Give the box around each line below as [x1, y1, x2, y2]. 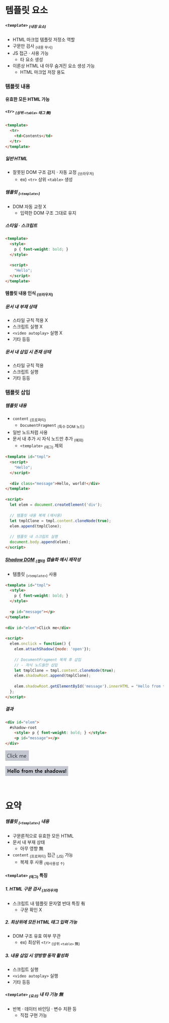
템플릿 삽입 [5, 389, 31, 396]
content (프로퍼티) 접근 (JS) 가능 [12, 852, 73, 859]
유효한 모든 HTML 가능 [5, 96, 50, 103]
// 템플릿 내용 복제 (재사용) [10, 513, 62, 518]
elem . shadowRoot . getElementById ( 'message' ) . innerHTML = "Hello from [14, 684, 161, 689]
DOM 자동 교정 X [12, 203, 47, 210]
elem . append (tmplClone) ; [10, 523, 62, 528]
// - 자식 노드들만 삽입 [14, 662, 58, 667]
